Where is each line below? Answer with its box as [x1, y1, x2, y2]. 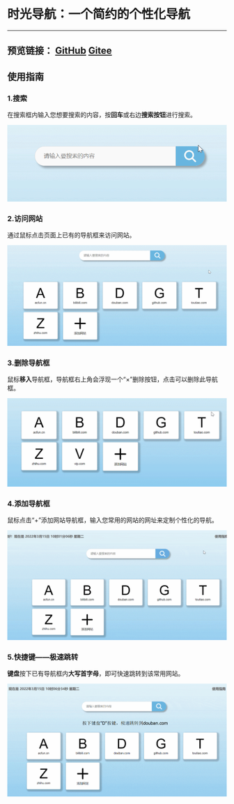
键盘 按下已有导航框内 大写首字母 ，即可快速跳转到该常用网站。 [7, 669, 185, 678]
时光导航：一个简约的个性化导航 [7, 6, 191, 22]
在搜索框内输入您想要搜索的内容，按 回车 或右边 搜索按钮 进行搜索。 [7, 111, 196, 119]
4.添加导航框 [7, 499, 50, 508]
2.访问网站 [7, 213, 43, 223]
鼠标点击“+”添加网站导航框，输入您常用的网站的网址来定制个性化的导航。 [7, 516, 218, 524]
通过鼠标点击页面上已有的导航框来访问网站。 [7, 231, 136, 239]
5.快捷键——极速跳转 [7, 653, 79, 662]
